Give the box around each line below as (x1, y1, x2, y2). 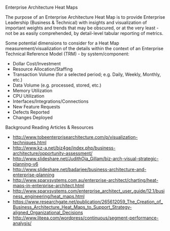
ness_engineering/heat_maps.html (12, 194, 85, 199)
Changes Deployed (12, 114, 53, 121)
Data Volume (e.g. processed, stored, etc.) (12, 82, 101, 88)
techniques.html (12, 139, 47, 145)
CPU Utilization (12, 93, 45, 99)
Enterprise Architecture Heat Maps (5, 5, 78, 10)
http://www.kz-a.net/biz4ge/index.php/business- (12, 145, 116, 151)
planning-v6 (12, 161, 39, 167)
